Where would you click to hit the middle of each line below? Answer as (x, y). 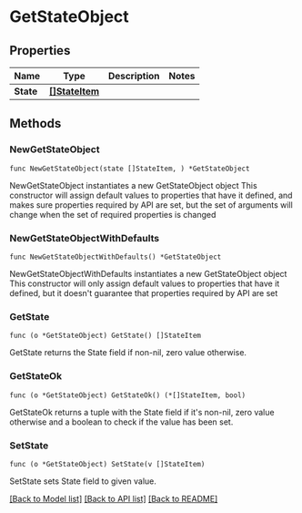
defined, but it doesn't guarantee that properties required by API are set (144, 292)
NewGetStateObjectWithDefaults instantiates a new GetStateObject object (148, 273)
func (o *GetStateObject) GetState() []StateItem (106, 336)
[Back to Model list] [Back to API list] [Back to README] (114, 498)
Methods (35, 123)
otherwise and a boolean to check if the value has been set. (121, 422)
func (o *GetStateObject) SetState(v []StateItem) (107, 464)
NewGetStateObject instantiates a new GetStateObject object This (133, 185)
